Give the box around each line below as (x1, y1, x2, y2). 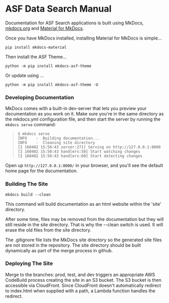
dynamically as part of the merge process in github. (5, 247, 113, 253)
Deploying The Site (5, 260, 53, 267)
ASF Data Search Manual (5, 3, 112, 15)
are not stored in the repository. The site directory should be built (5, 242, 141, 248)
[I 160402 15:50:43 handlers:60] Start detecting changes (17, 154, 143, 159)
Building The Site (5, 180, 48, 187)
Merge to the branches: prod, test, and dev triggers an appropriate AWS (5, 272, 155, 278)
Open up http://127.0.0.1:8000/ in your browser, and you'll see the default (5, 163, 163, 169)
